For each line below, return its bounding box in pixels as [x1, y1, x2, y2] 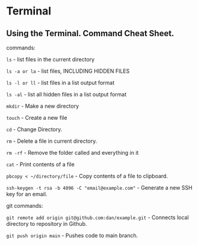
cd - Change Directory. [6, 126, 63, 133]
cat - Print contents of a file [6, 161, 75, 168]
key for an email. [6, 191, 48, 197]
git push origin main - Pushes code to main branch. [6, 232, 138, 239]
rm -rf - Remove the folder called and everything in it [6, 149, 139, 156]
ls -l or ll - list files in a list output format [6, 79, 115, 86]
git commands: [6, 202, 43, 209]
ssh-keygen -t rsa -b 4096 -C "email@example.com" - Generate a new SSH [6, 184, 193, 191]
